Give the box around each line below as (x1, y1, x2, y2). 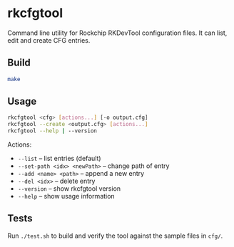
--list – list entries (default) (17, 154, 101, 163)
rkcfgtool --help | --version (7, 127, 98, 135)
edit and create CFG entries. (7, 36, 91, 44)
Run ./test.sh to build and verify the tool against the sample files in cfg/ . (7, 231, 223, 240)
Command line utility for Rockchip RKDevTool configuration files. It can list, (7, 28, 228, 37)
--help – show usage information (17, 192, 116, 201)
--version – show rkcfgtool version (17, 184, 121, 193)
